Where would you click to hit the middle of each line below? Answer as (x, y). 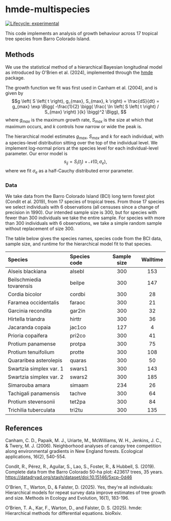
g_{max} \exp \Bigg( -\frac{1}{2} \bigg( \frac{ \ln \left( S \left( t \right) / (85, 106)
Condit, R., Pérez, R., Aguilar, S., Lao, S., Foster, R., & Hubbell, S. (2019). (80, 467)
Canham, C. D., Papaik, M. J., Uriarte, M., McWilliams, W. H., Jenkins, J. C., (83, 441)
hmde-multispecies (48, 9)
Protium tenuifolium (31, 352)
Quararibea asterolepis (35, 361)
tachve (78, 394)
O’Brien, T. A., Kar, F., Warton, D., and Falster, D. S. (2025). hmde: (74, 508)
